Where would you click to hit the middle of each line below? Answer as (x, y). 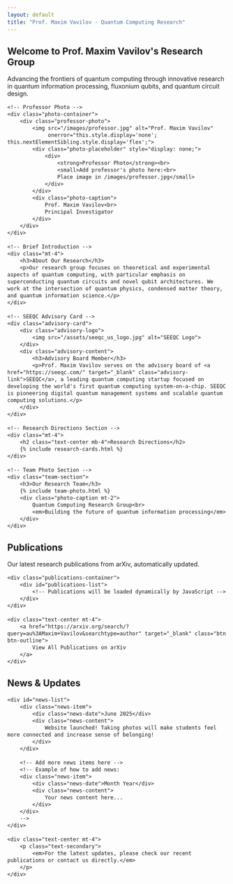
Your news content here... (84, 797)
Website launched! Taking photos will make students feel (130, 728)
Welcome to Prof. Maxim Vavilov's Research (105, 51)
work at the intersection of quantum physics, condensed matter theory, (115, 289)
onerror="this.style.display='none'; (103, 135)
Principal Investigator (79, 212)
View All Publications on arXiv (80, 648)
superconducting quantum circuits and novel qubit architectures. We (111, 282)
